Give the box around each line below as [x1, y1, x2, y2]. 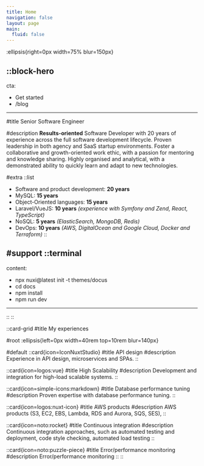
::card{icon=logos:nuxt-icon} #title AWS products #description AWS [6, 403, 177, 411]
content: [6, 264, 27, 271]
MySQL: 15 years [15, 192, 59, 199]
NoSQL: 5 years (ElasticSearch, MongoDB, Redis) [15, 217, 140, 225]
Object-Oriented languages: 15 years [15, 198, 108, 206]
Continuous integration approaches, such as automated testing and [6, 428, 175, 435]
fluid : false [12, 32, 45, 38]
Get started [15, 94, 44, 101]
